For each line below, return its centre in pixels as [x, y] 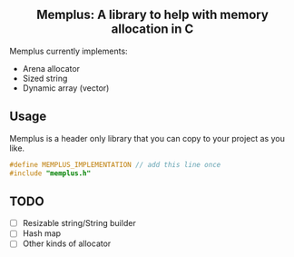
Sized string [45, 78]
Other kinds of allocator [67, 243]
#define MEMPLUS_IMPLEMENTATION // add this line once [115, 164]
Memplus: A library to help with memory [152, 15]
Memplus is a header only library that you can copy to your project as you [147, 138]
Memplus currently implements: [69, 51]
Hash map [42, 233]
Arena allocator [51, 68]
